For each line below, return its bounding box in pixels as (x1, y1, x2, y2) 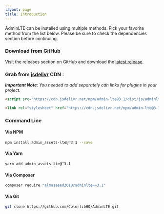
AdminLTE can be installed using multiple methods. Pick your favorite (5, 25, 144, 31)
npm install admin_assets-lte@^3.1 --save (5, 140, 93, 145)
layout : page (5, 7, 32, 12)
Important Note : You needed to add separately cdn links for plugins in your (5, 82, 157, 88)
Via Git (5, 193, 20, 199)
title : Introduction (5, 12, 47, 17)
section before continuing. (5, 35, 58, 42)
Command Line (5, 117, 42, 124)
